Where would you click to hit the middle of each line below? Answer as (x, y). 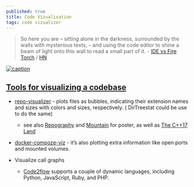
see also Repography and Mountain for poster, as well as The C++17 (105, 125)
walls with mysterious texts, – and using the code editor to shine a (100, 45)
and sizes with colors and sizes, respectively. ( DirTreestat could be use (101, 108)
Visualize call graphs (39, 160)
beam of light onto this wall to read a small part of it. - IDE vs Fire (98, 51)
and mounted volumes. (42, 149)
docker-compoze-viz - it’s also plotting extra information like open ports (101, 143)
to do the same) (34, 114)
